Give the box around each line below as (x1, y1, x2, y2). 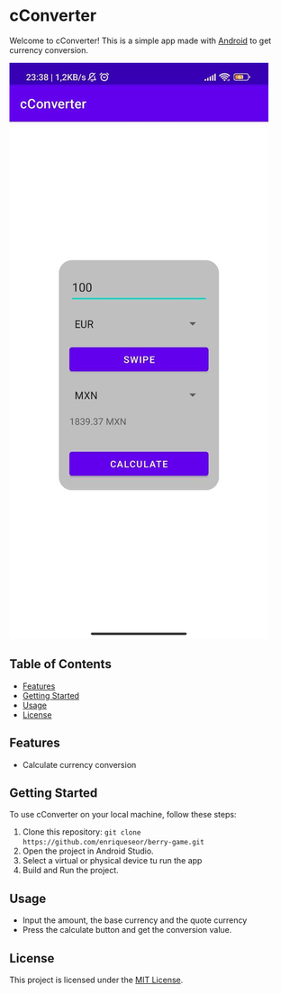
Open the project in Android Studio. (22, 845, 155, 856)
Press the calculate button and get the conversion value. (22, 925, 232, 935)
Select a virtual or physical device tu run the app (22, 855, 203, 866)
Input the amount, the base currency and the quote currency (22, 915, 248, 926)
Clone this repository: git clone (22, 827, 141, 837)
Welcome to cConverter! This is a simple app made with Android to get (9, 35, 272, 46)
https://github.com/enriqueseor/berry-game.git (22, 838, 204, 847)
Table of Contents (9, 656, 113, 672)
